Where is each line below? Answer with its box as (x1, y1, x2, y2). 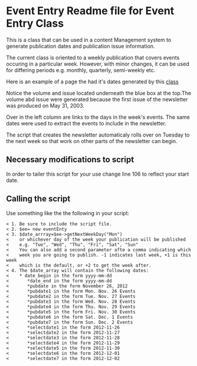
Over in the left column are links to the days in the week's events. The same (6, 114, 190, 121)
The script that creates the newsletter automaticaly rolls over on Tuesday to (6, 131, 190, 138)
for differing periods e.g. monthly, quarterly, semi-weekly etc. (6, 66, 156, 73)
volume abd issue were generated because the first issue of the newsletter (6, 96, 188, 103)
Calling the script (6, 194, 71, 204)
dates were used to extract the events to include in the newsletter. (6, 119, 167, 127)
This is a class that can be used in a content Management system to (6, 36, 172, 43)
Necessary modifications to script (6, 155, 134, 165)
